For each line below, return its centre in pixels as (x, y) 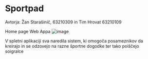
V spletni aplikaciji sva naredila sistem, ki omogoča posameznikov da (74, 41)
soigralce (14, 51)
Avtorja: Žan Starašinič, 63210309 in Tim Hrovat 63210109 (63, 22)
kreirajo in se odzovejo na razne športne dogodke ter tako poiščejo (72, 46)
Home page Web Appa (28, 31)
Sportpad (25, 9)
